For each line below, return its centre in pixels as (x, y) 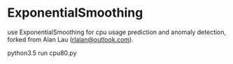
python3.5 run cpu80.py (42, 53)
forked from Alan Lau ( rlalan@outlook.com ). (71, 39)
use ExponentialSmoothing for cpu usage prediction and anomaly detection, (117, 32)
